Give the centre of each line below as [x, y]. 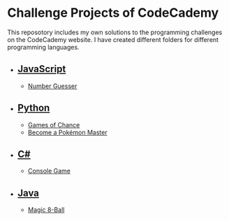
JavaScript [42, 69]
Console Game [49, 171]
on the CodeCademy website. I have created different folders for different [113, 39]
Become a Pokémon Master [67, 132]
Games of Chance [54, 124]
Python [34, 108]
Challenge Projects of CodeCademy [113, 13]
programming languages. [43, 47]
